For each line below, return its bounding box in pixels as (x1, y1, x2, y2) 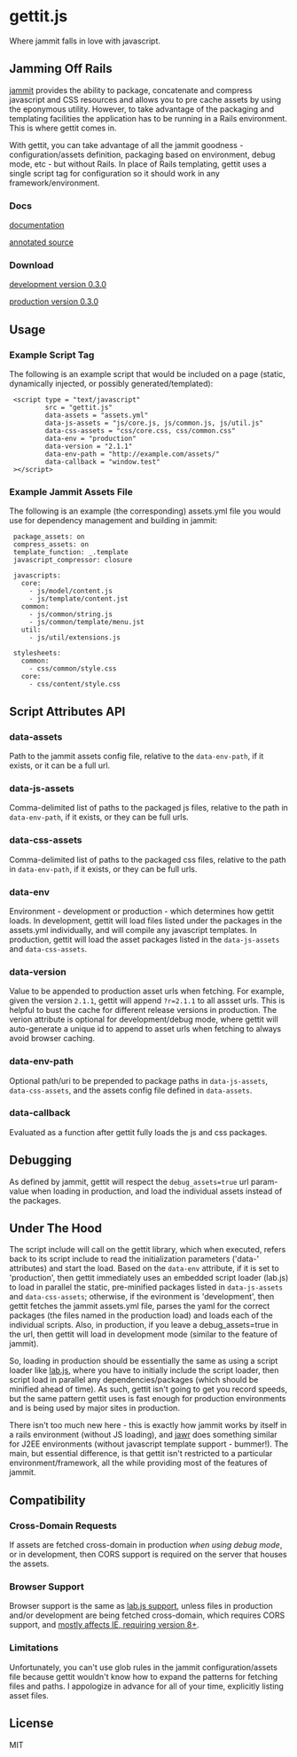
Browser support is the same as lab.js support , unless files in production (9, 1601, 273, 1612)
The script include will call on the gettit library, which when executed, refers (9, 1244, 286, 1255)
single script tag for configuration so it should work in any (9, 168, 220, 178)
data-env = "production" (44, 435, 137, 443)
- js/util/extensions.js (28, 633, 121, 642)
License (9, 1716, 54, 1731)
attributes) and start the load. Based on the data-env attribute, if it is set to (9, 1263, 279, 1274)
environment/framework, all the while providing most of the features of (9, 1457, 268, 1469)
